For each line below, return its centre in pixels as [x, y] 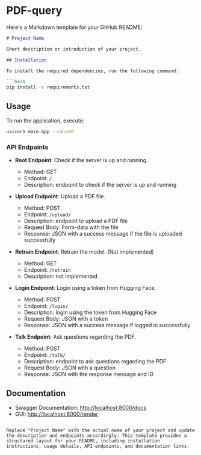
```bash [16, 82]
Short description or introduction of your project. [74, 49]
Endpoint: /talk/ [45, 355]
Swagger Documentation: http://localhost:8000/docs [80, 407]
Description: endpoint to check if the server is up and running [100, 185]
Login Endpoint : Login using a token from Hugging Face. [85, 288]
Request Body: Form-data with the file [71, 227]
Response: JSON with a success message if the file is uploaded [103, 234]
